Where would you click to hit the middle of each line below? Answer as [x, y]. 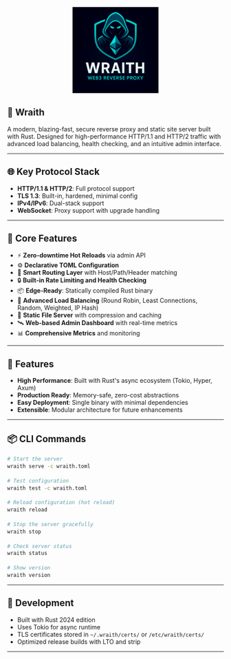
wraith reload [27, 510]
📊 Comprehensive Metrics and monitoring [78, 333]
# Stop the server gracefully [51, 524]
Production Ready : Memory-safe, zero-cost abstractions [98, 395]
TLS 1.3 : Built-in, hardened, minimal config [77, 196]
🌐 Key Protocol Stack [53, 172]
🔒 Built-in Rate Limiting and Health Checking [81, 280]
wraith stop [24, 532]
